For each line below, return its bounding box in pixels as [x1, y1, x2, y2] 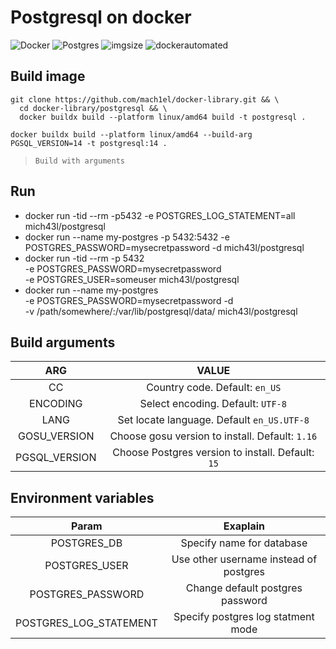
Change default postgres [185, 581, 303, 595]
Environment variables [10, 489, 155, 506]
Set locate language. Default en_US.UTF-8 [117, 413, 310, 427]
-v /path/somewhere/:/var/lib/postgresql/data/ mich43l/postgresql [24, 305, 298, 317]
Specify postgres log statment [173, 610, 315, 624]
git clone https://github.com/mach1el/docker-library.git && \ [10, 94, 280, 105]
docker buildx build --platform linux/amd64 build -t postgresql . [19, 112, 307, 122]
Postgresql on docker [10, 6, 192, 29]
